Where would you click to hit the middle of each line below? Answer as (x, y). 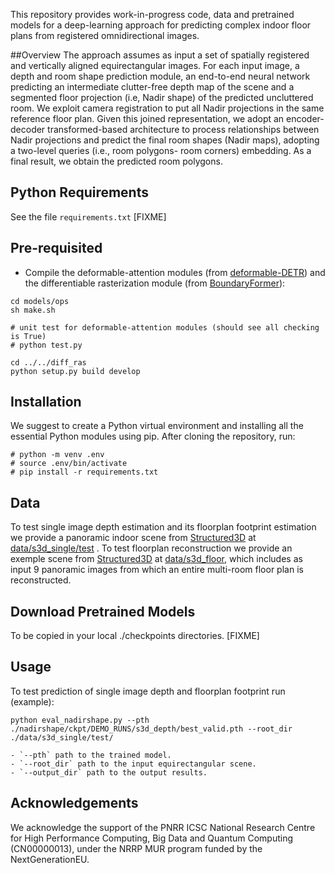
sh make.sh (33, 310)
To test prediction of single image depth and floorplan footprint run (148, 691)
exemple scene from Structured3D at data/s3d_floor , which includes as (156, 559)
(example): (32, 701)
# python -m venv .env (57, 455)
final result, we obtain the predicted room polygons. (116, 161)
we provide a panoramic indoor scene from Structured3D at (133, 538)
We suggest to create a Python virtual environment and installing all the (157, 426)
